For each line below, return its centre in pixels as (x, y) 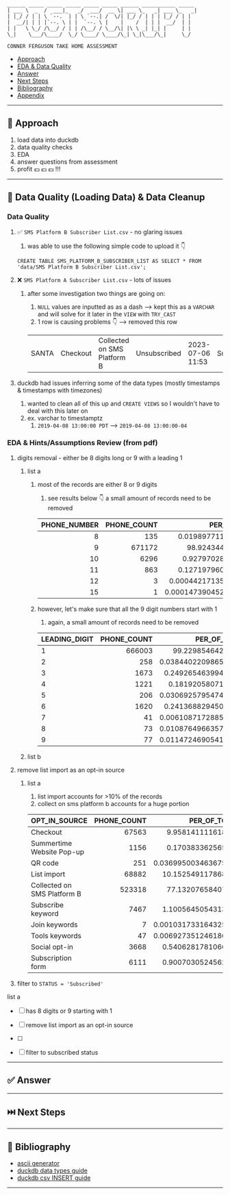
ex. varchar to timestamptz (65, 418)
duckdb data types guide (52, 1171)
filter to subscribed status (62, 1052)
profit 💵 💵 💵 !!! (39, 168)
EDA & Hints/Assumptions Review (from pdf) (82, 443)
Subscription (51, 958)
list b (34, 756)
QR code (45, 863)
